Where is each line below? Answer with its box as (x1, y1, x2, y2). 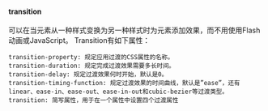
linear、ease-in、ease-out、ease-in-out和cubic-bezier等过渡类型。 (8, 88, 228, 96)
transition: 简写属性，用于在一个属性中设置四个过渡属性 (8, 96, 179, 105)
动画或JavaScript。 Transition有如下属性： (8, 36, 151, 45)
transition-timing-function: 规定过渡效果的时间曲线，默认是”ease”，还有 (8, 79, 240, 88)
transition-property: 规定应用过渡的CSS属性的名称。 (8, 53, 174, 62)
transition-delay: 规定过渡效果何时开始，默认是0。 (8, 70, 168, 79)
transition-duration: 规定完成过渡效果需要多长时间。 (8, 62, 176, 70)
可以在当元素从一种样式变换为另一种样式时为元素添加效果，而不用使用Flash (8, 25, 261, 36)
